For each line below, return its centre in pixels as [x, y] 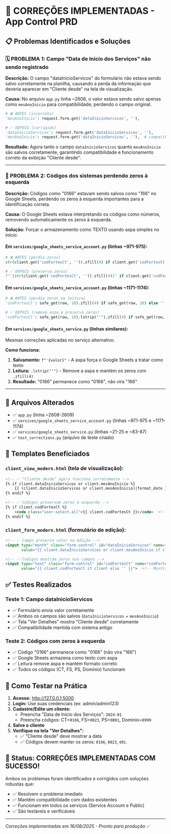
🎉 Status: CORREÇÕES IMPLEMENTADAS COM [80, 758]
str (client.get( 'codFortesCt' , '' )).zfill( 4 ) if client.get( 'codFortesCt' [86, 262]
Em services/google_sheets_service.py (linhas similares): [67, 329]
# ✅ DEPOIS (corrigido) [31, 128]
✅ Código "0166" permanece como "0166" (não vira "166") [74, 652]
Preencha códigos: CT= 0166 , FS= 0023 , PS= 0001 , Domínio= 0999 [86, 720]
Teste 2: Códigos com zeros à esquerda [55, 641]
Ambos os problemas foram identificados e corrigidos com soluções [77, 778]
